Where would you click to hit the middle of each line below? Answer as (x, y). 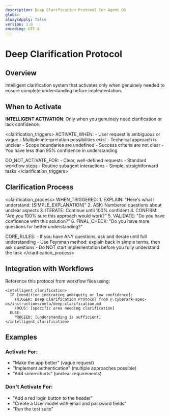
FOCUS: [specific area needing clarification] (65, 308)
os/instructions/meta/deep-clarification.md (53, 304)
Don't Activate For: (29, 387)
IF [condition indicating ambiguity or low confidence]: (72, 295)
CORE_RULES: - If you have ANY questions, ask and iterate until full (76, 236)
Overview (21, 73)
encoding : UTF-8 (22, 29)
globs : (12, 15)
